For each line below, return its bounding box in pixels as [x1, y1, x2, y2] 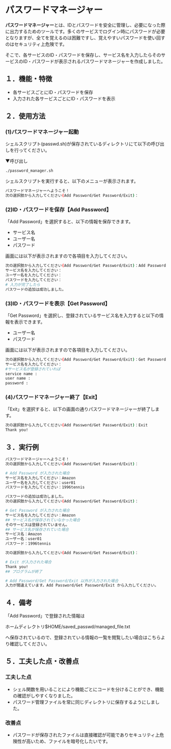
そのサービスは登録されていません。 [5, 522, 70, 527]
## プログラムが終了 [5, 569, 43, 574]
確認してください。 [9, 641, 50, 647]
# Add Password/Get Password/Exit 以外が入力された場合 [5, 578, 119, 583]
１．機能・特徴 [5, 74, 52, 84]
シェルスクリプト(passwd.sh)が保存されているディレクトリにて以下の [5, 141, 151, 147]
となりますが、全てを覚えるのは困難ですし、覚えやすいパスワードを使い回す [5, 35, 165, 41]
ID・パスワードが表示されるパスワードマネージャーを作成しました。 [22, 58, 165, 64]
